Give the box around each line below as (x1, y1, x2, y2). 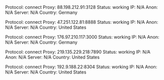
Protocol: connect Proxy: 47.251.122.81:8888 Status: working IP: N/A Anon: (5, 19, 158, 25)
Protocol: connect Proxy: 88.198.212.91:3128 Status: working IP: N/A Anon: (5, 4, 158, 10)
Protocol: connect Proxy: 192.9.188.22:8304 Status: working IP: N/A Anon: (5, 64, 157, 70)
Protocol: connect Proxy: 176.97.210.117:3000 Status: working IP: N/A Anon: (5, 34, 159, 40)
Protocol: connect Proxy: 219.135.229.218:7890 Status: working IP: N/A (5, 49, 151, 55)
